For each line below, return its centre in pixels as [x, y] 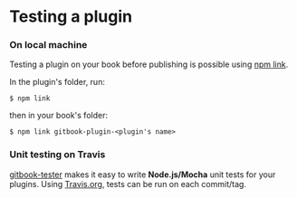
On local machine [48, 45]
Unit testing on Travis [57, 155]
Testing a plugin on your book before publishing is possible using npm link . [149, 64]
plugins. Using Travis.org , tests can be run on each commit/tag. [128, 184]
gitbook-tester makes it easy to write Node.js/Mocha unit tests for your [143, 174]
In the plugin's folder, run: [57, 82]
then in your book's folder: [59, 116]
